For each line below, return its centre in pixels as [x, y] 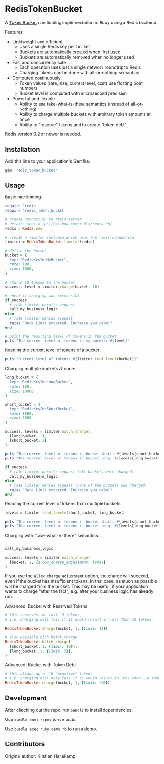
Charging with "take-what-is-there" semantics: [52, 535]
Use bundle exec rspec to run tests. [41, 719]
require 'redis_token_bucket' [36, 211]
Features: [15, 32]
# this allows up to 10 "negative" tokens [49, 674]
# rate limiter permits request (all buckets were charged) [72, 472]
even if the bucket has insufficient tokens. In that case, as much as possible [81, 581]
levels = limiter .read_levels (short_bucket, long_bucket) [65, 513]
